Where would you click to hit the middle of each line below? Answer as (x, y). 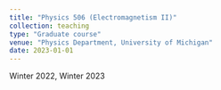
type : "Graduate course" (55, 34)
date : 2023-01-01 (41, 51)
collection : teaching (49, 26)
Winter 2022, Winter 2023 (57, 76)
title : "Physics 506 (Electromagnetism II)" (93, 17)
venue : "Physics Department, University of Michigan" (111, 42)
